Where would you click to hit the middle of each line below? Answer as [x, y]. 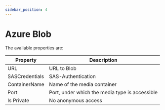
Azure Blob [28, 34]
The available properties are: [34, 48]
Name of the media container [83, 84]
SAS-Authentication [73, 76]
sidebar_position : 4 [26, 10]
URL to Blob [63, 68]
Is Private [19, 100]
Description [103, 60]
